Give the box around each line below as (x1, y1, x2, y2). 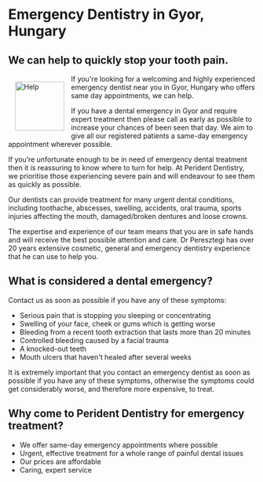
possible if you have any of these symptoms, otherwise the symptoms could (8, 375, 255, 385)
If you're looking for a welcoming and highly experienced (71, 75, 255, 83)
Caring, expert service (19, 465, 93, 474)
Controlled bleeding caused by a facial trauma (19, 335, 169, 345)
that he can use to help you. (8, 252, 99, 261)
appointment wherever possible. (8, 140, 112, 148)
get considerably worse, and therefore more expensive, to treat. (8, 384, 214, 393)
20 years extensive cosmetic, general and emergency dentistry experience (8, 243, 251, 253)
